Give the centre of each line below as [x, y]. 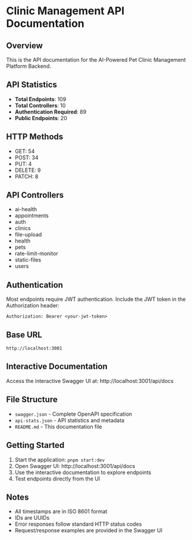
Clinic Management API [65, 11]
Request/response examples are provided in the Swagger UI [88, 530]
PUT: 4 [23, 164]
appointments [32, 216]
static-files [28, 260]
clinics [23, 228]
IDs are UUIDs [32, 518]
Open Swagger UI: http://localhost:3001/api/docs [75, 466]
